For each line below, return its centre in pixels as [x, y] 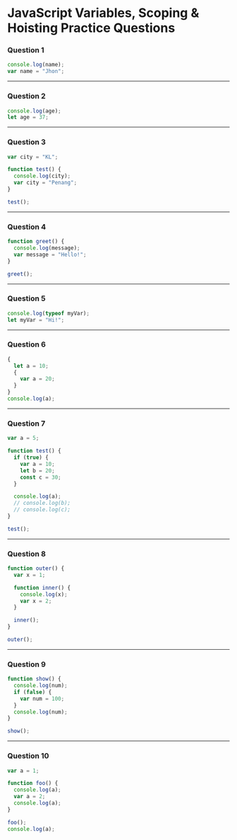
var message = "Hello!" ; [50, 255]
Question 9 [26, 664]
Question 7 [26, 424]
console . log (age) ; [34, 111]
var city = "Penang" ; [45, 183]
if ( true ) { [31, 457]
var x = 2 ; [36, 601]
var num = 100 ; [42, 699]
